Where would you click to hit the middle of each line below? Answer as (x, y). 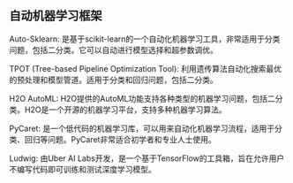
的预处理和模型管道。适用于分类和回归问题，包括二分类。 (113, 80)
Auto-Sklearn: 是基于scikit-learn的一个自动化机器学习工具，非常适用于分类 (145, 39)
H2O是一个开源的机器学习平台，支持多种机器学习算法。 (125, 110)
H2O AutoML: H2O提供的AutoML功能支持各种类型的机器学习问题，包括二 (142, 98)
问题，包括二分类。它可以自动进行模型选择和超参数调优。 (113, 50)
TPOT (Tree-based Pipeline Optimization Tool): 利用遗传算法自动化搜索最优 (146, 68)
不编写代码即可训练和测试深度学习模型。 (83, 169)
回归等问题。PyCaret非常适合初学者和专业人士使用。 (120, 139)
